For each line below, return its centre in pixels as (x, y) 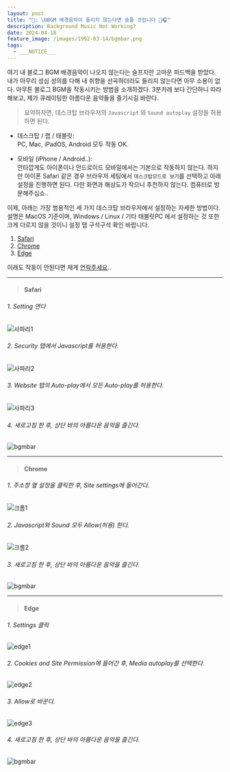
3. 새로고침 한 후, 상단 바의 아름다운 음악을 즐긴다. (74, 564)
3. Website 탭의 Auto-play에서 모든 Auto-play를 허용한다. (86, 386)
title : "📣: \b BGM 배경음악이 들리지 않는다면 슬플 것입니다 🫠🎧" (89, 20)
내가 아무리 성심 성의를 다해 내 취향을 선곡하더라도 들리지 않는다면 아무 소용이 (110, 80)
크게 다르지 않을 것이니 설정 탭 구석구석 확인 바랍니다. (78, 224)
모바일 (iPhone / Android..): (54, 159)
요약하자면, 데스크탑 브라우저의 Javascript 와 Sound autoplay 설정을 (116, 112)
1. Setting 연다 (26, 307)
